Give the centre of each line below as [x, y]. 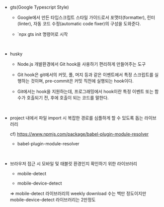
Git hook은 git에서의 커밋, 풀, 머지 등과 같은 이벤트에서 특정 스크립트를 [85, 75]
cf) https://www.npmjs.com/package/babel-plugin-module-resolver [79, 134]
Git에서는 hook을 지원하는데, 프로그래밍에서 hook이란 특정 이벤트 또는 [85, 91]
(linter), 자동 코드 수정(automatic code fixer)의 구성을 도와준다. [79, 24]
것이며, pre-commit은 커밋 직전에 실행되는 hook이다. [82, 81]
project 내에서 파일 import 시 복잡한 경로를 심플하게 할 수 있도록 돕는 [77, 118]
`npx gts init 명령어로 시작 [42, 34]
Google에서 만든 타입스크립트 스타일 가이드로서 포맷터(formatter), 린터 [86, 17]
